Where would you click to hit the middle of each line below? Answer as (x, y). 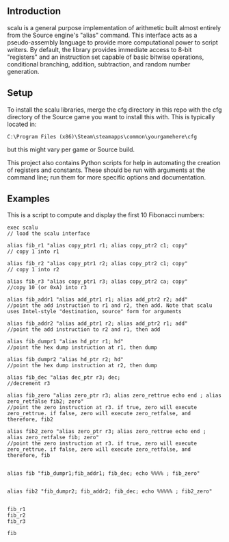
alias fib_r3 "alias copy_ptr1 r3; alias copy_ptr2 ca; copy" (97, 282)
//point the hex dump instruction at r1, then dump (82, 348)
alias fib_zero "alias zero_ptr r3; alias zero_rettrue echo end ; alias (114, 396)
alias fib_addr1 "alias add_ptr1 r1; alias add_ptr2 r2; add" (97, 300)
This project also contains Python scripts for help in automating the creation (114, 162)
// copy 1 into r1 (33, 252)
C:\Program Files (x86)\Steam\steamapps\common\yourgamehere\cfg (102, 136)
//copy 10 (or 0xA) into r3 (47, 288)
